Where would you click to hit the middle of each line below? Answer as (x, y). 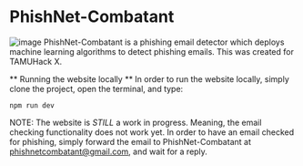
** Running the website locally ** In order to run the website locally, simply (149, 78)
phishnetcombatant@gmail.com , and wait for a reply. (108, 151)
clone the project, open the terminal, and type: (96, 88)
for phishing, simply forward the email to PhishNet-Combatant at (131, 141)
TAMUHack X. (36, 61)
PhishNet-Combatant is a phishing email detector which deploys (164, 42)
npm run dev (32, 105)
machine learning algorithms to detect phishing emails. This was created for (151, 51)
